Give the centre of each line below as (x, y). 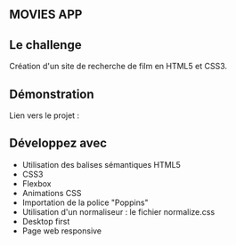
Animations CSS (52, 193)
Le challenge (45, 45)
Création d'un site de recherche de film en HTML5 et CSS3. (118, 67)
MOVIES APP (46, 15)
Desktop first (46, 221)
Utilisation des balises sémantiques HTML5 (101, 164)
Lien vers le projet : (45, 115)
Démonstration (52, 94)
